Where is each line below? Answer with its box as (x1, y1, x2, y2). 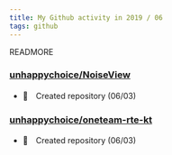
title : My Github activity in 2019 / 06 (9, 13, 164, 23)
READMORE (9, 46, 54, 57)
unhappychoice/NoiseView (9, 68, 131, 81)
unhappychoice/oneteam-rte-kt (9, 114, 153, 126)
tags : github (9, 22, 59, 31)
